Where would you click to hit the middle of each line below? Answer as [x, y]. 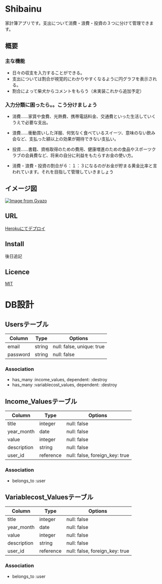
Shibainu [23, 9]
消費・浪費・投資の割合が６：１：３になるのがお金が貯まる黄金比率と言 [84, 165]
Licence [18, 272]
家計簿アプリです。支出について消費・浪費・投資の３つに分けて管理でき [77, 23]
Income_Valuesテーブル [41, 401]
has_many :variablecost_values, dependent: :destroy [65, 385]
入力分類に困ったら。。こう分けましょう [51, 105]
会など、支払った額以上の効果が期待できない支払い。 [65, 139]
